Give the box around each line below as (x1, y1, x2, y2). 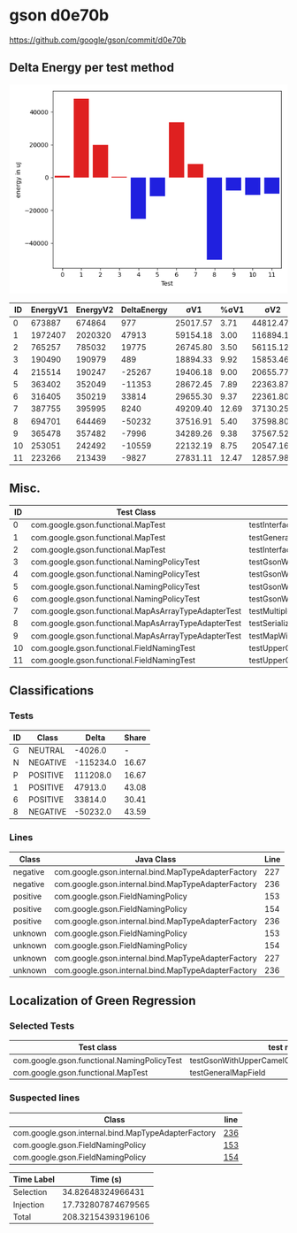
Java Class (134, 854, 177, 864)
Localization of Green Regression (9, 992, 196, 1008)
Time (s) (89, 1174, 122, 1185)
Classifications (9, 683, 95, 698)
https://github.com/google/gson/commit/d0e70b (9, 34, 187, 45)
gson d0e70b (9, 5, 110, 26)
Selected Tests (9, 1019, 75, 1031)
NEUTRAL (28, 745, 65, 755)
